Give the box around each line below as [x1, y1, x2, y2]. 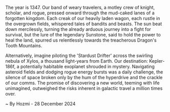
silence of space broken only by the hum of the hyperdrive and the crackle [5, 74, 163, 80]
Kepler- [149, 58, 165, 64]
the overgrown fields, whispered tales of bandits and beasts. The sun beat [5, 21, 162, 27]
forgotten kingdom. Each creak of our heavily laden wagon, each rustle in [5, 15, 160, 21]
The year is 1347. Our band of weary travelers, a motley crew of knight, [5, 5, 155, 10]
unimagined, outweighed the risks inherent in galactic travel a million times [5, 85, 163, 91]
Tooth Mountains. [5, 43, 42, 48]
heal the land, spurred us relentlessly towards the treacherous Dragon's [5, 37, 157, 43]
